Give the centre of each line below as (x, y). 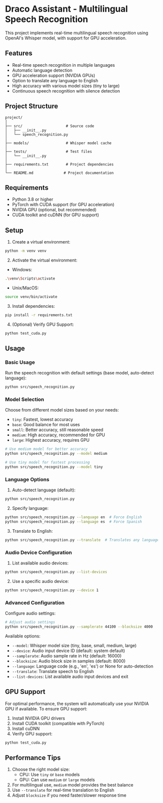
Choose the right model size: (41, 769)
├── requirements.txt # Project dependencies (59, 164)
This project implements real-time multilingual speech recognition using (77, 33)
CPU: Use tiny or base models (49, 775)
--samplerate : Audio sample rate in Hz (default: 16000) (67, 655)
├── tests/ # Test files (49, 151)
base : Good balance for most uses (46, 425)
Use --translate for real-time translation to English (63, 790)
